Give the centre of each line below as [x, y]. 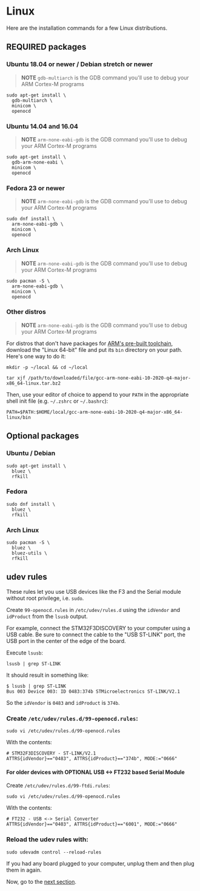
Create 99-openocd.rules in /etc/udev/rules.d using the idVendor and [93, 610]
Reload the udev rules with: [48, 839]
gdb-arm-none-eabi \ [38, 162]
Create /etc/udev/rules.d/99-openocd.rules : [72, 718]
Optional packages [43, 436]
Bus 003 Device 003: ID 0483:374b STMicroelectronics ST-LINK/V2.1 [93, 691]
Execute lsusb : [25, 653]
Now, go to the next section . [42, 881]
